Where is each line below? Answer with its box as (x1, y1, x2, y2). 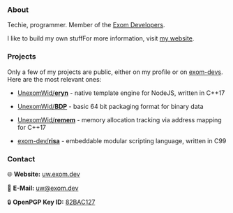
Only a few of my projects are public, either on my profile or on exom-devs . (7, 68, 223, 76)
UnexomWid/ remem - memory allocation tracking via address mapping (17, 115, 222, 124)
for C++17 (17, 123, 47, 131)
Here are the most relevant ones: (7, 75, 102, 83)
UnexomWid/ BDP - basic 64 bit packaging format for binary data (17, 102, 204, 110)
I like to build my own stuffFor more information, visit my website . (7, 34, 195, 43)
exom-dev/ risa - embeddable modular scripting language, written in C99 (17, 136, 227, 145)
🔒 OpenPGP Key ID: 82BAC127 (7, 198, 96, 206)
